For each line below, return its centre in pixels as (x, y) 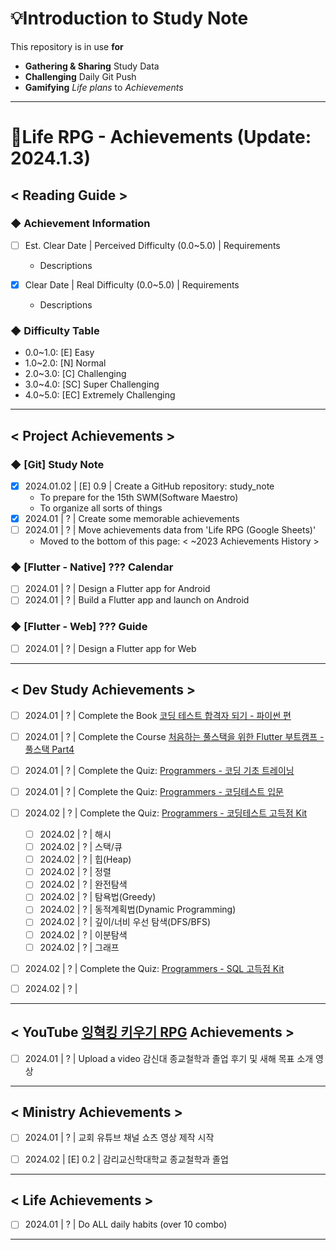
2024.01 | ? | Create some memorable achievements (132, 518)
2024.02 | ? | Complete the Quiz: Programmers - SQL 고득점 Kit (154, 968)
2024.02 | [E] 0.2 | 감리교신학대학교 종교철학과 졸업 (126, 1159)
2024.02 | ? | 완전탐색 (83, 884)
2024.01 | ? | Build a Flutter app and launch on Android (137, 600)
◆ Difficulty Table (55, 330)
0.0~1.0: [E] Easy (59, 353)
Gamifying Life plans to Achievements (104, 87)
